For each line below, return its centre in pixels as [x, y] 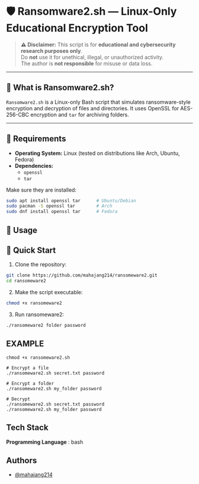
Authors [22, 460]
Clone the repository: [41, 265]
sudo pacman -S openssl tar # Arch [59, 206]
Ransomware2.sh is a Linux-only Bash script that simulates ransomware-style [99, 102]
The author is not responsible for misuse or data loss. [86, 63]
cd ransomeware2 [26, 281]
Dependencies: [34, 165]
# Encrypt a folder [30, 383]
